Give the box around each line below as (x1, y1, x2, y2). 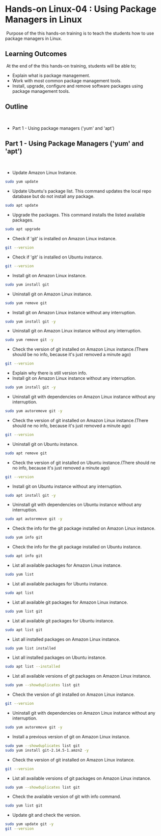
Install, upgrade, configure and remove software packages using (12, 83, 143, 89)
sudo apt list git (5, 627, 43, 632)
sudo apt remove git (5, 450, 48, 456)
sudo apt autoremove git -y (5, 516, 63, 521)
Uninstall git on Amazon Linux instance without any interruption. (12, 328, 142, 334)
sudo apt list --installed (5, 664, 60, 669)
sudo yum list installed (5, 646, 56, 651)
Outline (5, 103, 28, 111)
